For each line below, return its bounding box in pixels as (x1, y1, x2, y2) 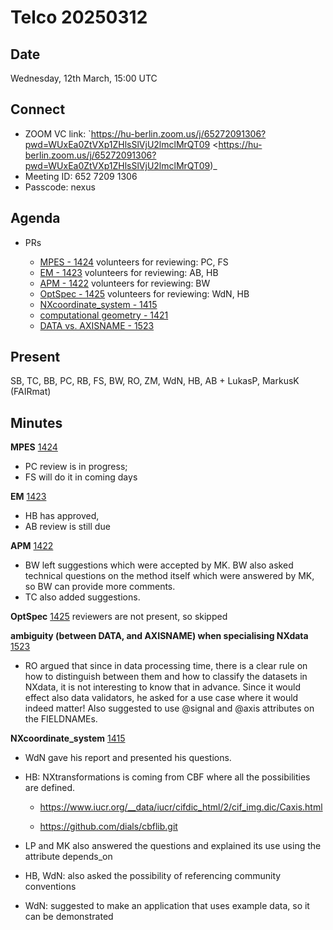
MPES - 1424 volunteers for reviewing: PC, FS (39, 256, 229, 268)
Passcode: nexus (24, 181, 96, 193)
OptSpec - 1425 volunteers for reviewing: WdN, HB (39, 287, 250, 300)
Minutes (10, 414, 63, 431)
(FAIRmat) (10, 386, 52, 398)
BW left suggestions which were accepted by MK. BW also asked (24, 559, 294, 571)
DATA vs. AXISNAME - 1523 (39, 319, 155, 331)
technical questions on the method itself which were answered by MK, (24, 570, 315, 582)
